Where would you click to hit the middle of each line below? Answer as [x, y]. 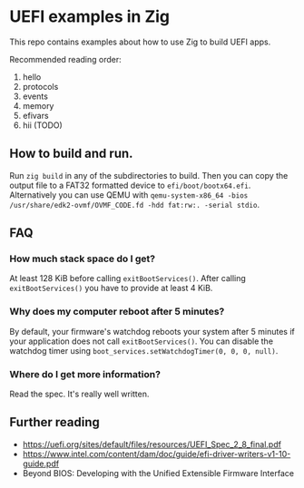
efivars [35, 115]
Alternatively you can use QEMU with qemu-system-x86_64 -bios [129, 195]
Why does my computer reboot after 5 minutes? [117, 312]
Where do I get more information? [85, 374]
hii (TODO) [43, 125]
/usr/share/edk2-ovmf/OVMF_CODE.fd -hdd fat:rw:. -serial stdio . [135, 204]
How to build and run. [71, 154]
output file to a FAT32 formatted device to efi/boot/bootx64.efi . [130, 185]
